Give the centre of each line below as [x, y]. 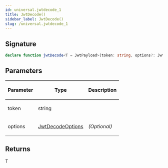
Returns [18, 149]
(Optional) [100, 126]
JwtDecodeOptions [60, 126]
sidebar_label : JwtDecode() [34, 19]
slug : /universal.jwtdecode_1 [37, 24]
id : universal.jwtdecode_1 [33, 10]
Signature [21, 44]
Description [102, 90]
